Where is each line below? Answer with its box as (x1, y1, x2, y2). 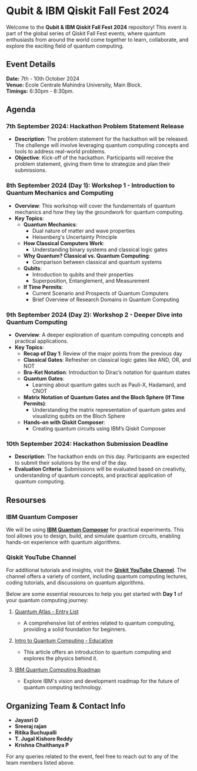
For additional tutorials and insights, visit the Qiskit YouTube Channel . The (6, 566, 186, 574)
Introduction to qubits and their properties (32, 271, 134, 278)
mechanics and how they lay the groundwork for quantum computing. (14, 208, 184, 215)
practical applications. (14, 338, 69, 345)
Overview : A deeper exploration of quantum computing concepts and (14, 331, 184, 339)
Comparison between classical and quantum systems (32, 258, 162, 265)
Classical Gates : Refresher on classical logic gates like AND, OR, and (23, 356, 191, 363)
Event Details (6, 59, 56, 69)
